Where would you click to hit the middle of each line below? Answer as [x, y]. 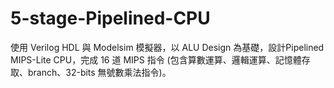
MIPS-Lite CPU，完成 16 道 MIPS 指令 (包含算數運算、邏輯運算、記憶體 [156, 59]
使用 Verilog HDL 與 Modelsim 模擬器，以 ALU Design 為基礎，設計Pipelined [167, 47]
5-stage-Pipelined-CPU [110, 18]
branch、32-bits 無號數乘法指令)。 [99, 72]
